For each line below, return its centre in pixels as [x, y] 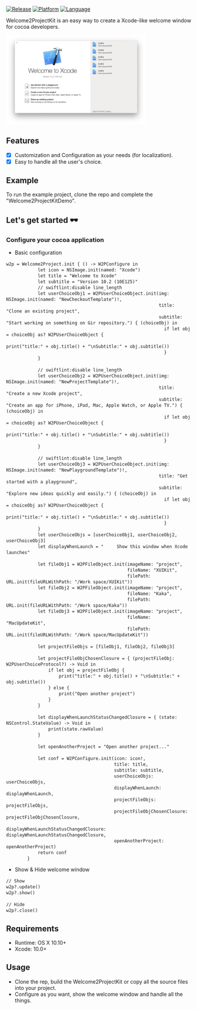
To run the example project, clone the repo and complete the [79, 195]
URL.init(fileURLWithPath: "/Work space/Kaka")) [67, 606]
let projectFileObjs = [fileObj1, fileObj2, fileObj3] [106, 647]
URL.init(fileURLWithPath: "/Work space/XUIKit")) [69, 582]
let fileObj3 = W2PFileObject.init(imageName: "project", [110, 612]
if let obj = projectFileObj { [86, 670]
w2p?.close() [22, 911]
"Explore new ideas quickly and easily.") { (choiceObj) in [81, 494]
